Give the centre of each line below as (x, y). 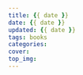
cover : (19, 52)
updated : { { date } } (42, 30)
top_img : (23, 59)
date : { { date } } (37, 23)
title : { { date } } (38, 15)
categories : (28, 45)
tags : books (28, 37)
